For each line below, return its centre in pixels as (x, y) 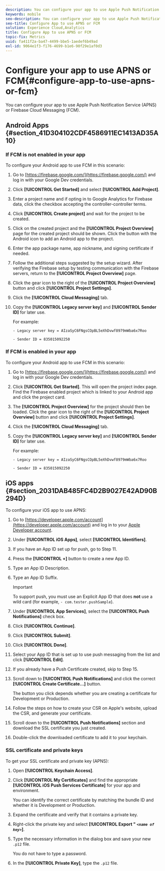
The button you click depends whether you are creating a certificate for (85, 694)
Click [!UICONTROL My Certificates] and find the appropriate (75, 780)
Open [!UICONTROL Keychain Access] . (53, 771)
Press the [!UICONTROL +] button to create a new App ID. (71, 559)
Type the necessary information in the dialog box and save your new (82, 839)
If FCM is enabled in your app (41, 352)
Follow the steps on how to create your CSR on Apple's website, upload (85, 708)
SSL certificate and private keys (44, 750)
